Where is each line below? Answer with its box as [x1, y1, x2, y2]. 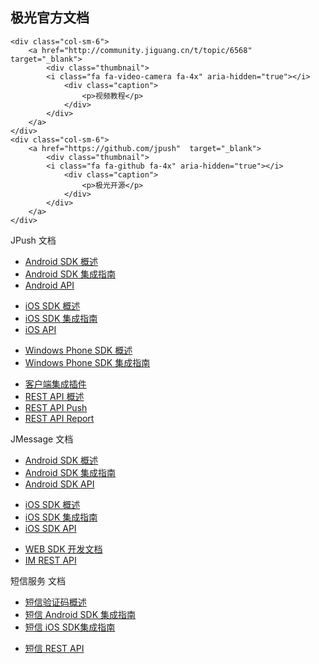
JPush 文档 [10, 234, 57, 246]
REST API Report [24, 412, 95, 424]
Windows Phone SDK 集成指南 [24, 356, 151, 368]
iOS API [24, 323, 57, 335]
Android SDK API [24, 478, 95, 490]
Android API [24, 279, 75, 291]
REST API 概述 [24, 390, 85, 402]
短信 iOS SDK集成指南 [24, 621, 116, 633]
